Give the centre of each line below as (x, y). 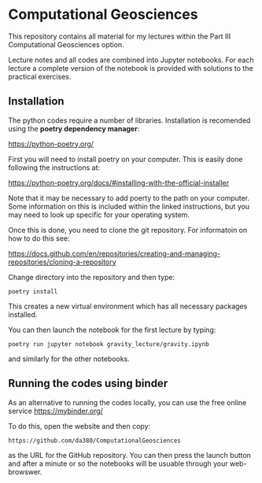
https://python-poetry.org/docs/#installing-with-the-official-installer (119, 183)
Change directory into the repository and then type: (92, 277)
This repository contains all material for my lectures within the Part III (120, 36)
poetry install (33, 291)
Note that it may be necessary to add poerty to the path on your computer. (129, 197)
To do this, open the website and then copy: (79, 426)
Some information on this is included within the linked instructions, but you (129, 206)
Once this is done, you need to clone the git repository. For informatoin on (128, 230)
